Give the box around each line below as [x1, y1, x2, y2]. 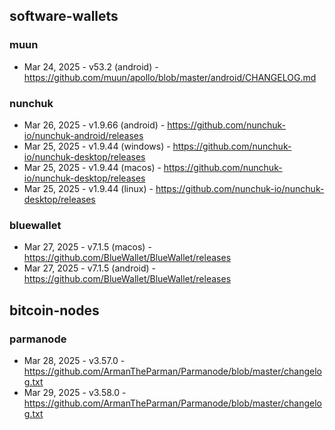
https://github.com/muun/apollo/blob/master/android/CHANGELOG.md [23, 71, 317, 83]
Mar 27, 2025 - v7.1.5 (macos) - [23, 241, 152, 253]
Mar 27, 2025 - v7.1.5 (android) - [23, 262, 157, 274]
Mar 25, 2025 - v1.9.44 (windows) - [23, 140, 171, 152]
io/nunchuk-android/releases [23, 129, 144, 141]
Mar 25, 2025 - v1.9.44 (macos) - [23, 161, 162, 173]
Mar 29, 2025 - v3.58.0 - [23, 386, 127, 398]
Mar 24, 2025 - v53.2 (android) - [23, 60, 159, 73]
